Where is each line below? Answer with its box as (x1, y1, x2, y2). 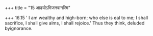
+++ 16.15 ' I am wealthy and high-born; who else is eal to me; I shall (5, 15, 148, 20)
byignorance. (5, 25, 33, 31)
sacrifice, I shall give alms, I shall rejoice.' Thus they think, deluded (5, 20, 145, 26)
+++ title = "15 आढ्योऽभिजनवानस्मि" (5, 5, 71, 10)
